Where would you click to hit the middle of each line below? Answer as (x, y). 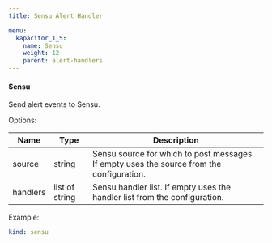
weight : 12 (41, 53)
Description (176, 140)
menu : (17, 30)
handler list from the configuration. (158, 198)
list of (64, 187)
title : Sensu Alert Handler (56, 16)
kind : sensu (28, 232)
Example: (24, 217)
